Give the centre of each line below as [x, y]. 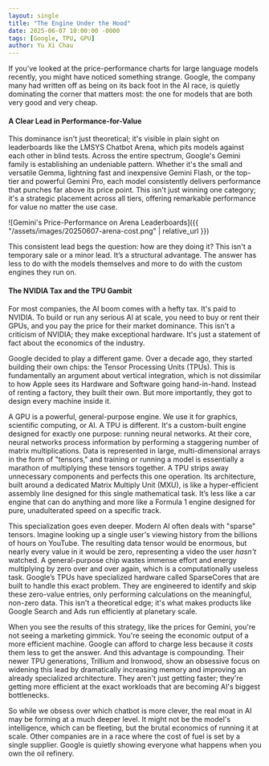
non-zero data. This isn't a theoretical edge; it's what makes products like [130, 602]
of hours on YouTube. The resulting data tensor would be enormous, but [128, 543]
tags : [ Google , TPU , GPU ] [51, 38]
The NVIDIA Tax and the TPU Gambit [70, 291]
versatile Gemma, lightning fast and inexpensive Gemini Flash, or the [122, 173]
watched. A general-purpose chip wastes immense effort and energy [122, 560]
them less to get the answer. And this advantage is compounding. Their [126, 652]
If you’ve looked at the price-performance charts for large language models [133, 68]
